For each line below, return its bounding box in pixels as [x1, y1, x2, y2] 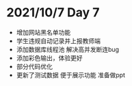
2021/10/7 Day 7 [6, 5, 100, 20]
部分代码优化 [16, 62, 53, 70]
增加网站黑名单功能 [16, 28, 71, 36]
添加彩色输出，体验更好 [16, 53, 83, 62]
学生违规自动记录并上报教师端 [16, 36, 101, 45]
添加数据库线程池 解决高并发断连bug [16, 45, 120, 53]
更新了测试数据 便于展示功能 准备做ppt [16, 70, 126, 79]
